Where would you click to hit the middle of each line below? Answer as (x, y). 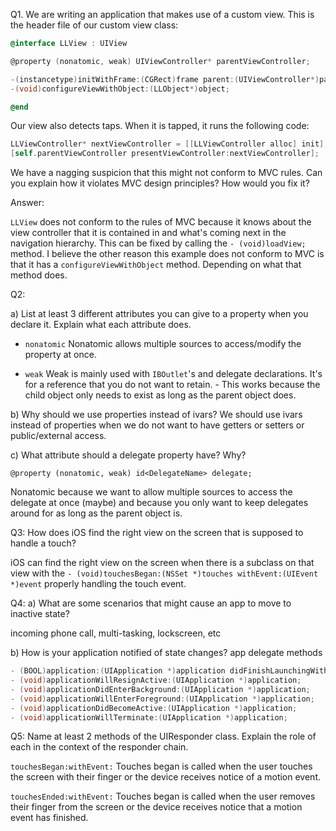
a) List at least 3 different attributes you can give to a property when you (159, 314)
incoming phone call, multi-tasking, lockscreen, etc (116, 633)
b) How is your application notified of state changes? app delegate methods (166, 653)
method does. (39, 275)
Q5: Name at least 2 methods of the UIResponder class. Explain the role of (163, 736)
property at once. (60, 355)
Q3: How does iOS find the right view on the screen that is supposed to (157, 533)
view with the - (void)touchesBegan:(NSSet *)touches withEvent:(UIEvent (164, 573)
